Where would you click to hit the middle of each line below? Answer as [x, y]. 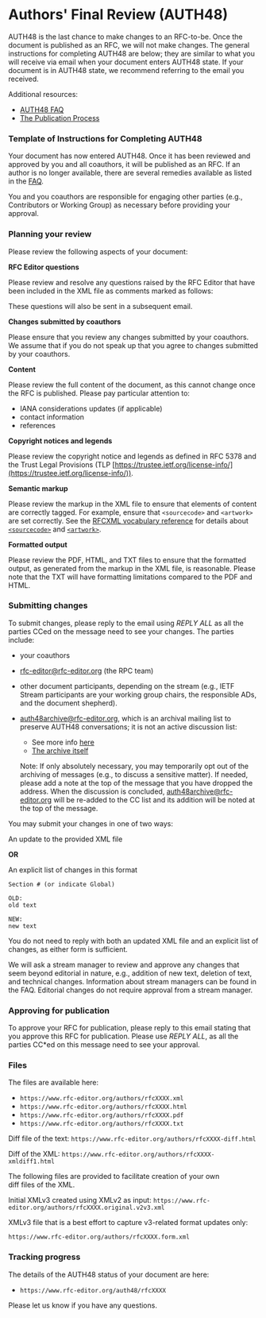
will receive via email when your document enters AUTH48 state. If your [126, 62]
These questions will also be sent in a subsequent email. [100, 306]
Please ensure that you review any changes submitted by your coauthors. [129, 337]
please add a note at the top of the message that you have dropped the [136, 783]
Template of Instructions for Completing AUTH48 [105, 138]
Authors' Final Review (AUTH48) [118, 15]
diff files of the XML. [42, 1185]
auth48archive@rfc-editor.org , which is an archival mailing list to [125, 718]
